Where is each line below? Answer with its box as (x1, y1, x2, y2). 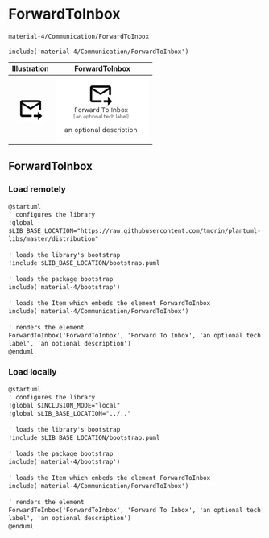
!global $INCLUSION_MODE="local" (8, 402, 121, 410)
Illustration (11, 64, 50, 73)
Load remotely (8, 183, 67, 194)
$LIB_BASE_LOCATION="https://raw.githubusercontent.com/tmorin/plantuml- (8, 226, 262, 234)
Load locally (8, 366, 57, 377)
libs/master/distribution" (8, 234, 99, 242)
